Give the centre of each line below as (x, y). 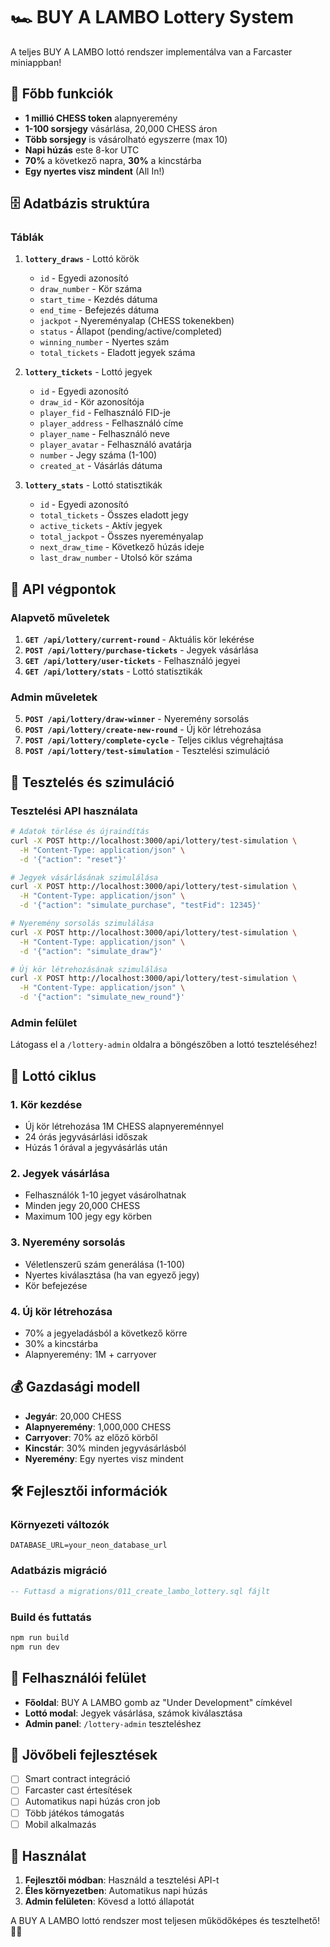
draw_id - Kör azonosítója (92, 402)
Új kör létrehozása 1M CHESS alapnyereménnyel (124, 1126)
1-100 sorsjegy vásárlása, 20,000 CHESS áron (121, 128)
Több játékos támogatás (74, 1813)
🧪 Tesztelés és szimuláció (92, 782)
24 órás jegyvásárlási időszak (86, 1137)
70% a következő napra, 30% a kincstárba (113, 160)
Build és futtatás (51, 1617)
